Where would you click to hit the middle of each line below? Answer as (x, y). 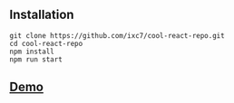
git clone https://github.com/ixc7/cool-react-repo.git (117, 35)
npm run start (36, 59)
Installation (42, 15)
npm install (32, 51)
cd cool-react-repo (46, 43)
